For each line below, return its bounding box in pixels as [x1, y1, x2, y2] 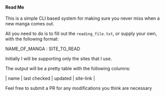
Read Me [5, 4, 24, 10]
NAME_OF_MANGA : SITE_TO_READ [5, 46, 80, 52]
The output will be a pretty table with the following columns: [5, 66, 131, 72]
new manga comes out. [5, 21, 54, 27]
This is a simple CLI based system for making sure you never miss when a [5, 15, 160, 21]
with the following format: [5, 36, 59, 42]
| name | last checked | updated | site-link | [5, 75, 95, 81]
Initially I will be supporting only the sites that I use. [5, 56, 112, 62]
